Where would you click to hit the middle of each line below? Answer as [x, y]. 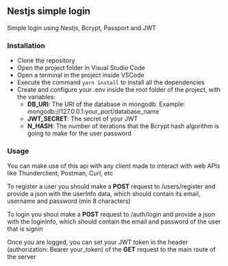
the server [22, 257]
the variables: [36, 97]
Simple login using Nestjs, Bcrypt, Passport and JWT [81, 27]
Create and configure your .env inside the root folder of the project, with [119, 90]
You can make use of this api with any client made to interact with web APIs [114, 166]
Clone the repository [46, 60]
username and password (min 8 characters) [69, 201]
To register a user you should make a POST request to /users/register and [111, 186]
